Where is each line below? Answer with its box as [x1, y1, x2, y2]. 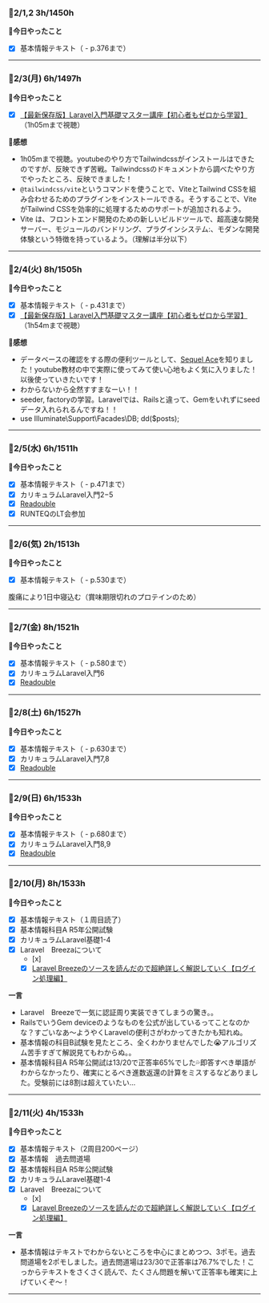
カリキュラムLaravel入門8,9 [19, 840, 111, 849]
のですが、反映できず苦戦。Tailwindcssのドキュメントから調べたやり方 [19, 164, 255, 173]
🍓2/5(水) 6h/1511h [8, 443, 78, 454]
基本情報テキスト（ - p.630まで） [19, 743, 131, 753]
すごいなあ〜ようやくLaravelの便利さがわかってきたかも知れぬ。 [34, 1028, 247, 1038]
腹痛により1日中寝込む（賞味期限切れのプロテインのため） [8, 593, 201, 602]
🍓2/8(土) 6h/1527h [8, 707, 82, 718]
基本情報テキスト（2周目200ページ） [19, 1144, 143, 1154]
